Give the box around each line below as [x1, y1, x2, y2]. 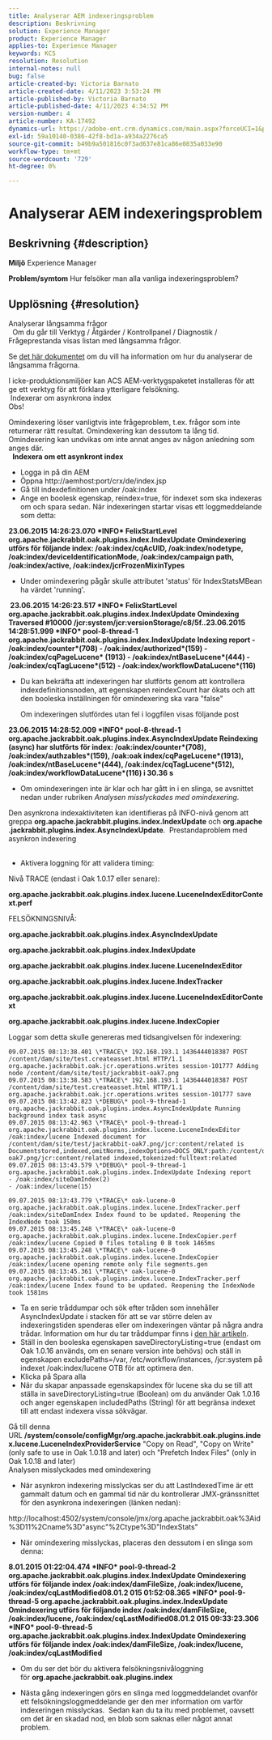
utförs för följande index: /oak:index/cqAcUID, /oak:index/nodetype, [8, 543, 244, 553]
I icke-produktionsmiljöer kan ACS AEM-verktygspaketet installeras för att [8, 376, 255, 385]
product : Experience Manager [8, 34, 107, 43]
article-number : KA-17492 [8, 117, 96, 126]
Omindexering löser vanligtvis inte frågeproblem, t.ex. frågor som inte [8, 417, 240, 427]
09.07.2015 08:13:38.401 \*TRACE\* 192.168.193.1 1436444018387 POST [8, 1048, 249, 1056]
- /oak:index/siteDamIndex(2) [8, 1175, 111, 1183]
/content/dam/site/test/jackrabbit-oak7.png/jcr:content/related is [8, 1139, 244, 1148]
